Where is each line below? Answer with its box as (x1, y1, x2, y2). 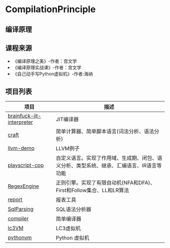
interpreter (8, 119, 33, 126)
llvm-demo (8, 145, 34, 152)
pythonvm (8, 234, 32, 241)
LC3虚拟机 (55, 225, 81, 232)
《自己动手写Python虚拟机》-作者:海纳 (12, 71, 93, 77)
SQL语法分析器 (55, 206, 92, 213)
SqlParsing (8, 205, 34, 212)
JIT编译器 (55, 116, 79, 123)
